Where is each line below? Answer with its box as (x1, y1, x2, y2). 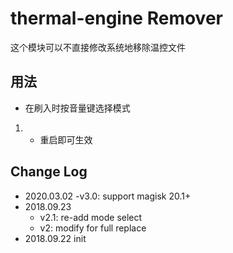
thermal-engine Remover (10, 7, 223, 30)
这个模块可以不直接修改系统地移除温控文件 (10, 41, 186, 53)
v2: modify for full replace (39, 222, 147, 234)
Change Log (10, 163, 88, 181)
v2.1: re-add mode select (39, 211, 143, 223)
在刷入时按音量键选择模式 (24, 102, 131, 114)
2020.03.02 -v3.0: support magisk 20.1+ (24, 190, 192, 202)
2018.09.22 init (24, 232, 87, 244)
